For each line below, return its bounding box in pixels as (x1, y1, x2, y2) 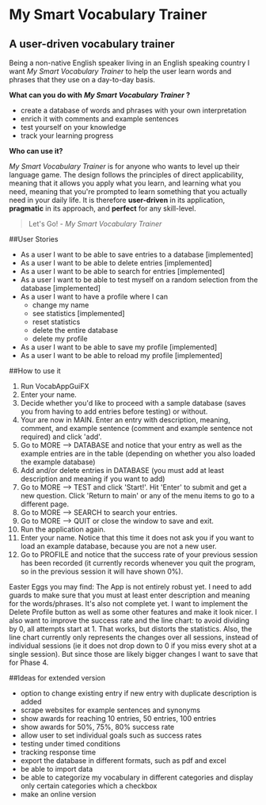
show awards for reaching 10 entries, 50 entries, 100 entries (20, 714, 217, 723)
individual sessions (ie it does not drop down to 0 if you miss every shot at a (9, 641, 257, 650)
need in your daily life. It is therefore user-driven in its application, (9, 196, 226, 204)
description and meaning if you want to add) (20, 474, 165, 483)
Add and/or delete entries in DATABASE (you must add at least (20, 466, 224, 475)
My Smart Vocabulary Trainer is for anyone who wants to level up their (9, 162, 240, 171)
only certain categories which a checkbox (20, 781, 158, 790)
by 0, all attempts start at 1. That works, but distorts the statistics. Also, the (9, 624, 253, 633)
